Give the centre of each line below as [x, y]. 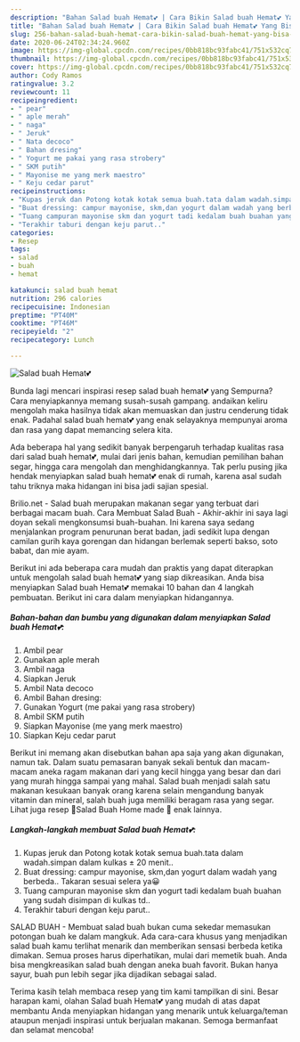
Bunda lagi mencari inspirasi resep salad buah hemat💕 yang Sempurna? [142, 391]
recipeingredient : [44, 100]
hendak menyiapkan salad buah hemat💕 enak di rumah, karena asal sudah [146, 476]
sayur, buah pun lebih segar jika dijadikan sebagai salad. [114, 974]
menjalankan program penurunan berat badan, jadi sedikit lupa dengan [140, 532]
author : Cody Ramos [46, 76]
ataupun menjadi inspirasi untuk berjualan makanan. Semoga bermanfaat [144, 1020]
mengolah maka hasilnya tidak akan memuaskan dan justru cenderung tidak [149, 410]
